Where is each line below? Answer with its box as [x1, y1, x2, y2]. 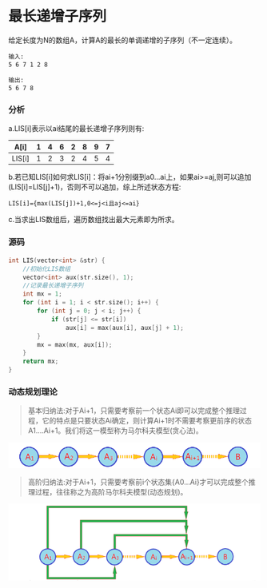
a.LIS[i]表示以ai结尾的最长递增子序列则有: [8, 124, 145, 133]
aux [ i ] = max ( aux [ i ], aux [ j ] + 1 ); [65, 324, 185, 332]
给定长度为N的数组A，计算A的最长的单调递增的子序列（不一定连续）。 [8, 35, 237, 45]
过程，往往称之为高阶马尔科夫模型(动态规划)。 [34, 487, 188, 497]
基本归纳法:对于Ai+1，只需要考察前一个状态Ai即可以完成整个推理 [27, 406, 241, 415]
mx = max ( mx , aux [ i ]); [37, 340, 113, 348]
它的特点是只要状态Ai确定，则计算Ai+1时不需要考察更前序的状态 [42, 416, 253, 426]
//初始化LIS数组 [22, 264, 70, 272]
